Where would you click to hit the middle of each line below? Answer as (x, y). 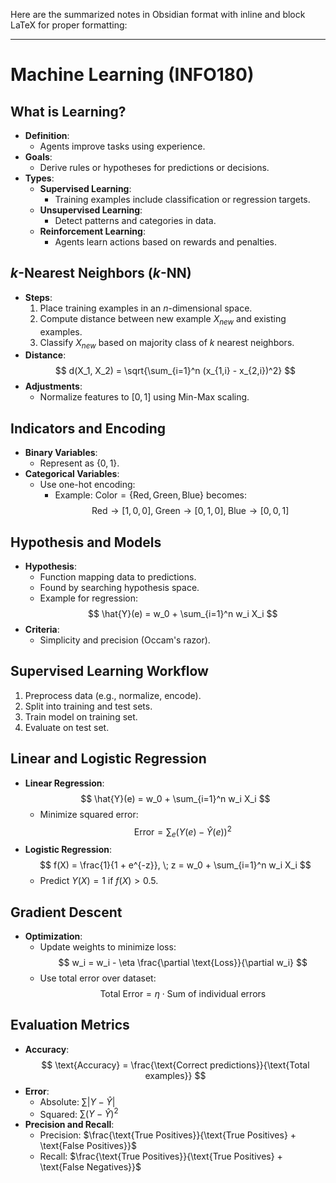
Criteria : (42, 630)
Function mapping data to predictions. (118, 577)
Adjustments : (53, 386)
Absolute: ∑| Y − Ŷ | (77, 1101)
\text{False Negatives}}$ (90, 1167)
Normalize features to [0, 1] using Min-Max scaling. (144, 397)
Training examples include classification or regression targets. (182, 199)
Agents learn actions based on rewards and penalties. (166, 242)
